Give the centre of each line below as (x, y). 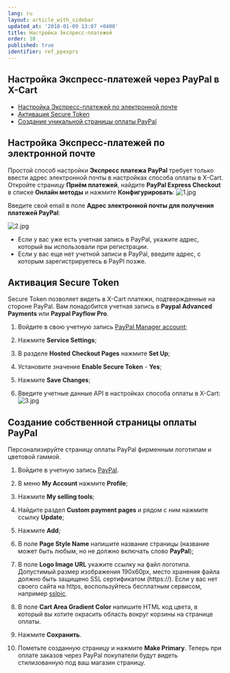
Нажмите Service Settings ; (57, 340)
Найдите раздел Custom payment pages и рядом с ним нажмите (113, 510)
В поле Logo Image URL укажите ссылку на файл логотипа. (104, 565)
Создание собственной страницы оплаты (102, 422)
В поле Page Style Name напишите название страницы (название (113, 544)
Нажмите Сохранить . (49, 635)
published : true (31, 45)
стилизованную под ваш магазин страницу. (81, 663)
